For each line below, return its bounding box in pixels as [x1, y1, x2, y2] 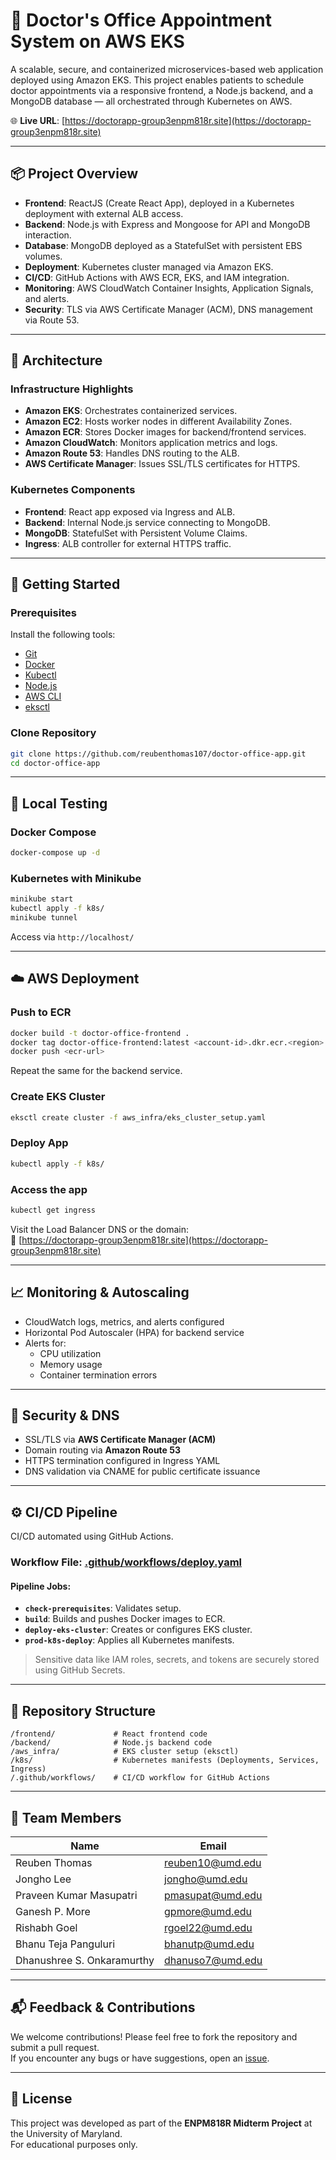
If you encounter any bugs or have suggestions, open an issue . [10, 2052, 270, 2064]
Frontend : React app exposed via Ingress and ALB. [24, 505, 236, 518]
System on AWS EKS [10, 30, 185, 53]
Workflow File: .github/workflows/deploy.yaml [10, 1555, 243, 1569]
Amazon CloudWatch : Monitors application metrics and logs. [24, 437, 278, 449]
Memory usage [39, 1358, 103, 1370]
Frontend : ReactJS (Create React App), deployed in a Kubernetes [24, 197, 295, 209]
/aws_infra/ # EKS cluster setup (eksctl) [10, 1747, 240, 1757]
